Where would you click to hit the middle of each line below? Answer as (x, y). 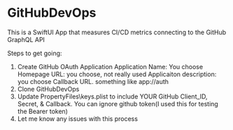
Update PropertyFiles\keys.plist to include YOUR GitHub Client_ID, (112, 96)
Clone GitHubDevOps (48, 89)
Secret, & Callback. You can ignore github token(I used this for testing (118, 103)
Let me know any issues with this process (78, 118)
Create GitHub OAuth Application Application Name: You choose (110, 66)
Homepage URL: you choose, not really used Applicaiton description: (117, 74)
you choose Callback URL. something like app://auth (93, 81)
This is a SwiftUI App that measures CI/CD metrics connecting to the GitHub (117, 32)
